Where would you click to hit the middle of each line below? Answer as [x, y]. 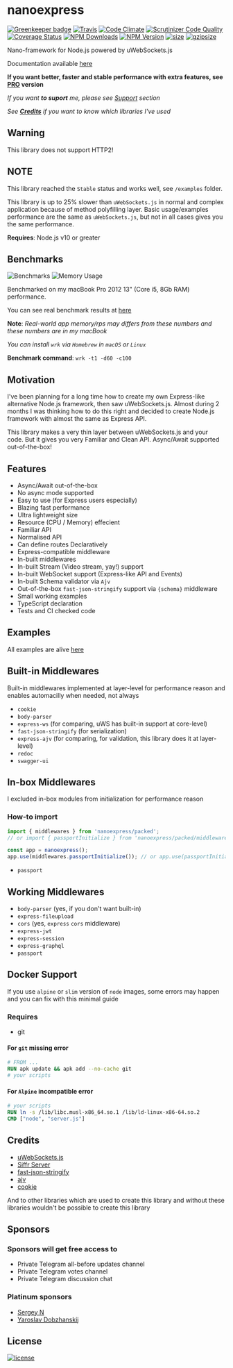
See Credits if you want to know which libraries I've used [89, 111]
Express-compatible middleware [63, 552]
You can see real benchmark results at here [69, 310]
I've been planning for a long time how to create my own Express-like [106, 397]
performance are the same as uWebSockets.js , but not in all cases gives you [115, 217]
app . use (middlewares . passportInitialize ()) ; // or [82, 857]
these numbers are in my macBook [57, 331]
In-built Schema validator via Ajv [64, 581]
